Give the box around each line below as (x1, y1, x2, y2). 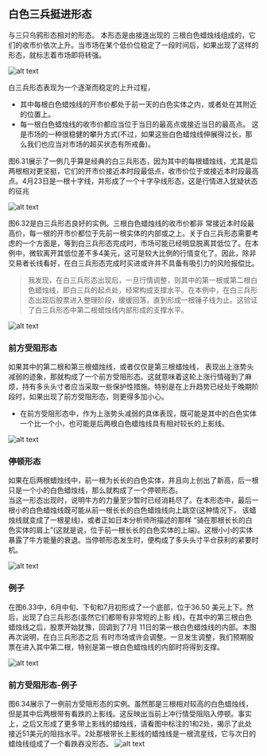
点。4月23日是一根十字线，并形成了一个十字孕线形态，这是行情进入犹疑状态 (8, 176, 258, 186)
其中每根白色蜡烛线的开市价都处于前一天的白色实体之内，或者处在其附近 (19, 99, 257, 109)
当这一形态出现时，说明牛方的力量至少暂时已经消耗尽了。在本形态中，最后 (8, 496, 252, 505)
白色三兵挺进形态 (8, 7, 92, 22)
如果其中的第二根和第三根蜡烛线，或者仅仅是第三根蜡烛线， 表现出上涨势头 (8, 362, 254, 372)
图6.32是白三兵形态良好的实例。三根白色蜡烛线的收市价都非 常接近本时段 (8, 218, 248, 228)
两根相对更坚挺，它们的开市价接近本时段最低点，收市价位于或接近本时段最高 (8, 166, 259, 175)
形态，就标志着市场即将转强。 (8, 50, 106, 60)
